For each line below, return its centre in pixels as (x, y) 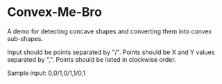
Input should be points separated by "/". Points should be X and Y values (111, 52)
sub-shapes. (25, 38)
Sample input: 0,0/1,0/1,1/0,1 (46, 73)
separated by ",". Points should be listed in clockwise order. (92, 59)
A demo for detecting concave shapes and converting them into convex (110, 31)
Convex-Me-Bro (55, 12)
